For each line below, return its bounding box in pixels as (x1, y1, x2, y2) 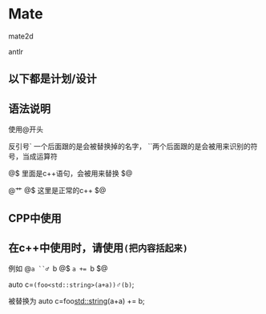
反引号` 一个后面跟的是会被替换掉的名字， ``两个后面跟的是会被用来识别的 (8, 142, 251, 151)
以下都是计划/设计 (8, 72, 98, 86)
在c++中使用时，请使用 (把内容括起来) (8, 241, 188, 255)
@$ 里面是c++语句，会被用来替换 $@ (8, 169, 133, 179)
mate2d (8, 31, 34, 41)
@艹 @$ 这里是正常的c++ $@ (8, 186, 107, 195)
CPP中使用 (8, 211, 62, 225)
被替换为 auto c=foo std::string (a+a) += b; (8, 296, 146, 306)
